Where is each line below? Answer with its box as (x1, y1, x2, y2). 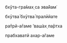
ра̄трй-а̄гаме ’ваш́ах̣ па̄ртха (5, 23, 63, 29)
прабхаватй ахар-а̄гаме (5, 33, 55, 38)
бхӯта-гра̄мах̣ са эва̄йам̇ (5, 4, 57, 10)
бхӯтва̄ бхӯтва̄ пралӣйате (5, 14, 58, 19)
